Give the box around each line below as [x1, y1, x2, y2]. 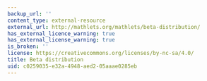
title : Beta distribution [7, 56, 83, 63]
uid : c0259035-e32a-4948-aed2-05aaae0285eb [7, 63, 138, 70]
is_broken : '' [7, 43, 49, 50]
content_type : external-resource [7, 17, 106, 24]
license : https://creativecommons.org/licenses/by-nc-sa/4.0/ [7, 50, 194, 57]
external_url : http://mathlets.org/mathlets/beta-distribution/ [7, 23, 201, 30]
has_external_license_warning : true [7, 37, 115, 44]
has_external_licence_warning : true [7, 30, 115, 37]
